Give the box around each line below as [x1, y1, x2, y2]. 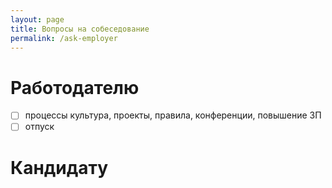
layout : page [10, 14, 65, 25]
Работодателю [10, 76, 140, 99]
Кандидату [10, 156, 109, 179]
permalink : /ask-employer [10, 33, 118, 43]
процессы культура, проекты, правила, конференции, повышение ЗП [24, 109, 322, 121]
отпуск [24, 121, 55, 133]
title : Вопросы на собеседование [10, 24, 150, 34]
